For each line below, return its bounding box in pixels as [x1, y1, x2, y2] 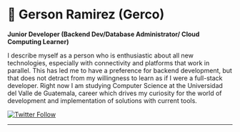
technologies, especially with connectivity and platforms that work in [7, 58, 210, 67]
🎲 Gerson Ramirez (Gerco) [7, 6, 165, 23]
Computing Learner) [7, 37, 69, 45]
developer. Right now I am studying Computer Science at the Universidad [7, 81, 224, 89]
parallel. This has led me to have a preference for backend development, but [7, 66, 232, 75]
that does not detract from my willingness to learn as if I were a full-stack [7, 74, 223, 82]
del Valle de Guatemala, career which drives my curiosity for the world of [7, 89, 222, 97]
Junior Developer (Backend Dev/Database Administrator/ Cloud [7, 30, 200, 38]
